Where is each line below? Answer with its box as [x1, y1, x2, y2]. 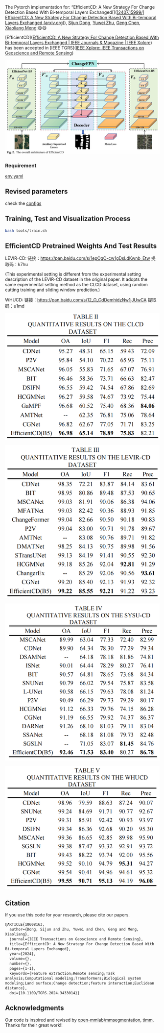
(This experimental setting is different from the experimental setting [5, 271, 141, 277]
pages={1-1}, [9, 966, 36, 971]
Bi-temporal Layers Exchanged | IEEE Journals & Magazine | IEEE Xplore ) [5, 40, 153, 46]
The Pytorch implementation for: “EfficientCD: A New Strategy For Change [5, 4, 155, 10]
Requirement [5, 162, 37, 169]
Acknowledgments [5, 1004, 65, 1012]
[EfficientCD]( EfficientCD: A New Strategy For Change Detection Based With [5, 34, 159, 40]
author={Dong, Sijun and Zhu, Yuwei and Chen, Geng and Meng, [9, 927, 139, 932]
